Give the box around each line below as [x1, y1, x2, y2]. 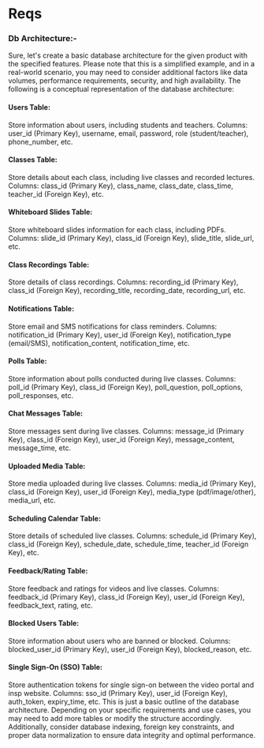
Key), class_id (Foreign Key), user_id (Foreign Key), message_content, [8, 434, 235, 444]
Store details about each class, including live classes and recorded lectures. [8, 172, 255, 182]
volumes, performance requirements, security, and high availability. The [8, 76, 242, 85]
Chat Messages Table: [8, 408, 84, 419]
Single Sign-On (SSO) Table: [8, 663, 102, 672]
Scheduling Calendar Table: [8, 513, 101, 523]
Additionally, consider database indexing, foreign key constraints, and [8, 722, 235, 731]
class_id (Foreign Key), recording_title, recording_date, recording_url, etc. [8, 286, 246, 295]
